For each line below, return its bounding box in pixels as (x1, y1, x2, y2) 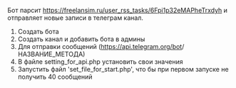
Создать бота (17, 28, 59, 35)
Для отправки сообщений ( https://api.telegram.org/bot (17, 43, 183, 50)
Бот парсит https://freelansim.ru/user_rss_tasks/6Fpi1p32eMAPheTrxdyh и (7, 6, 228, 14)
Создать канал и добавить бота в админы (17, 35, 145, 43)
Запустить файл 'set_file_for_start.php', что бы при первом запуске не (17, 65, 230, 73)
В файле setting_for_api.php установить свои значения (17, 57, 183, 66)
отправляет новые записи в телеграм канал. (7, 13, 144, 22)
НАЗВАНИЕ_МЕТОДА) (17, 50, 86, 58)
